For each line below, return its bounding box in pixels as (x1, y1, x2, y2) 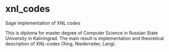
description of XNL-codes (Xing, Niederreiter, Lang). (5, 40, 117, 46)
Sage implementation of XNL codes (5, 20, 81, 26)
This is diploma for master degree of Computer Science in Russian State (5, 30, 158, 36)
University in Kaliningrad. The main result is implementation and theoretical (5, 35, 164, 41)
